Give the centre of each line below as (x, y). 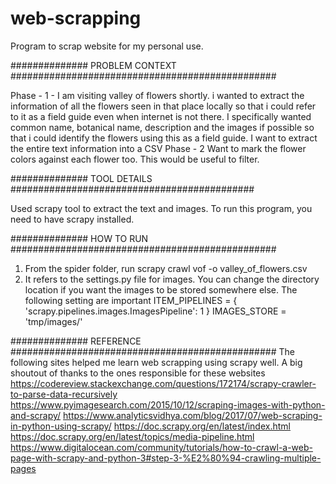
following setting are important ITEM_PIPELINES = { (131, 300)
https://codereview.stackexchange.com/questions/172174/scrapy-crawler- (163, 383)
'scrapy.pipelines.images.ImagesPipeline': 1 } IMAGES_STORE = (155, 311)
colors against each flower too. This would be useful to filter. (135, 159)
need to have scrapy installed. (72, 219)
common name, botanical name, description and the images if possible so (162, 127)
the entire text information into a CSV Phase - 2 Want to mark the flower (158, 148)
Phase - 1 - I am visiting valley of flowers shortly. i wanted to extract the (157, 95)
